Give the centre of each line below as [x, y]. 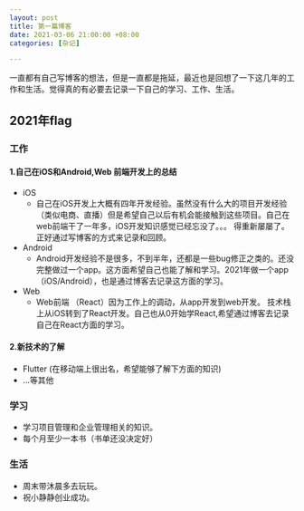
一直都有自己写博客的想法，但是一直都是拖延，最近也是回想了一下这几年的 [148, 78]
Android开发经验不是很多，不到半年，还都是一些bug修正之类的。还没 [165, 258]
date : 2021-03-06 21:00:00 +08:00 [75, 34]
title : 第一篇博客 [41, 26]
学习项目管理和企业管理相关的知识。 [90, 428]
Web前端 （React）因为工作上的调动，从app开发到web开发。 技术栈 [163, 302]
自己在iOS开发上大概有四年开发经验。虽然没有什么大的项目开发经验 [161, 203]
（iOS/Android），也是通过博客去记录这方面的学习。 [132, 281]
